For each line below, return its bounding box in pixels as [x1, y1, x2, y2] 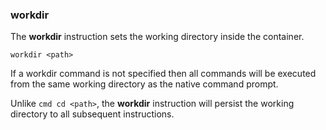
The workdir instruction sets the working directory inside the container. [10, 31, 305, 43]
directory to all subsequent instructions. [10, 108, 175, 120]
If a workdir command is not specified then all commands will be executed [10, 68, 317, 80]
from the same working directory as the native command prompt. [10, 78, 279, 90]
